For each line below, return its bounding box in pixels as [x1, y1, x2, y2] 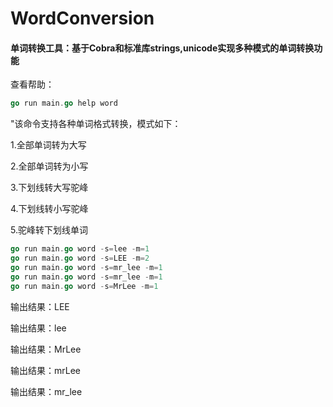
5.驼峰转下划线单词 [10, 224, 88, 236]
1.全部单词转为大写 [10, 139, 87, 151]
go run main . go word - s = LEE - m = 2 [10, 253, 150, 264]
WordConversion [10, 7, 155, 30]
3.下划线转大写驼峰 [10, 182, 89, 194]
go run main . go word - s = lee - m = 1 [10, 244, 150, 254]
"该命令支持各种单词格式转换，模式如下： [10, 118, 182, 130]
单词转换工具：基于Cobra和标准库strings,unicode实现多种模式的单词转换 [10, 42, 315, 54]
